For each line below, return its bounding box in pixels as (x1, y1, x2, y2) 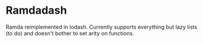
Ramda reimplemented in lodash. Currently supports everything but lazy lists (5, 23, 198, 30)
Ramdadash (5, 4, 67, 17)
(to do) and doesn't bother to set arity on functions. (5, 29, 134, 36)
